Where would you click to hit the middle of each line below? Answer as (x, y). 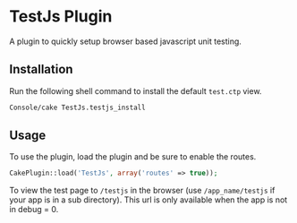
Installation (41, 69)
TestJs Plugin (61, 17)
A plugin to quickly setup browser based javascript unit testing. (125, 41)
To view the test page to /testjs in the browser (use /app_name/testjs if (142, 191)
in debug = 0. (34, 210)
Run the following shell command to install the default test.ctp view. (136, 90)
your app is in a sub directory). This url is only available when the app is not (148, 200)
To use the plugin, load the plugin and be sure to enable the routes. (133, 157)
